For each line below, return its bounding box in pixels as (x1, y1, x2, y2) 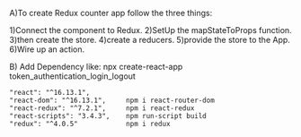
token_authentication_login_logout (9, 71, 137, 81)
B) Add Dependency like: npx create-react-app (9, 62, 183, 72)
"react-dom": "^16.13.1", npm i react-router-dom (9, 96, 216, 105)
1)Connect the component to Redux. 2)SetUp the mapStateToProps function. (9, 25, 292, 35)
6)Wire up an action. (9, 44, 85, 55)
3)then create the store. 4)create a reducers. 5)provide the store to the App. (9, 35, 290, 45)
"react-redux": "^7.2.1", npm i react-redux (9, 104, 195, 113)
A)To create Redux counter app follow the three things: (9, 8, 213, 18)
